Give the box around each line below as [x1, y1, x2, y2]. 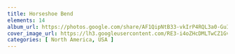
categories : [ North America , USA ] [7, 36, 114, 43]
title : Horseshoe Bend [7, 10, 73, 18]
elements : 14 [7, 17, 45, 24]
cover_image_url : [7, 29, 58, 37]
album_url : [7, 23, 39, 30]
